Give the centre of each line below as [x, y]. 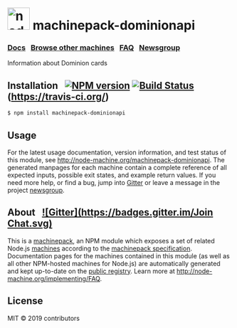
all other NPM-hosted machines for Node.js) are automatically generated [114, 263]
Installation [33, 85]
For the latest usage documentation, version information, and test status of [117, 152]
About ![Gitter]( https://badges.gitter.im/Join [110, 212]
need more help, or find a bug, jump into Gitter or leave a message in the [114, 182]
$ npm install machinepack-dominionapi [67, 113]
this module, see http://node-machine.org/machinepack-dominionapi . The [116, 159]
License [25, 301]
